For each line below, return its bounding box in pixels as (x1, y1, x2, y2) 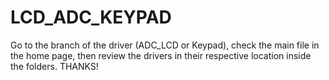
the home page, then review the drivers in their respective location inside (10, 49, 312, 61)
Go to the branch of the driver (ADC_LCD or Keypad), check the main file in (10, 39, 320, 51)
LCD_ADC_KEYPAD (10, 6, 172, 29)
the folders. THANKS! (10, 60, 99, 72)
